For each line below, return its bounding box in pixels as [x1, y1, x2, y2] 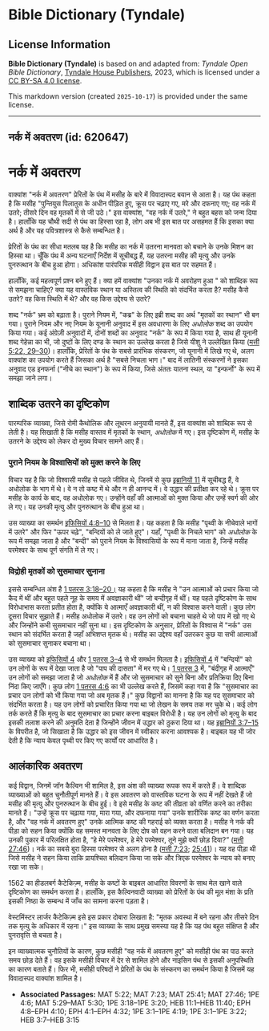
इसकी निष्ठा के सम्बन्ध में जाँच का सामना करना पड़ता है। [8, 896, 150, 906]
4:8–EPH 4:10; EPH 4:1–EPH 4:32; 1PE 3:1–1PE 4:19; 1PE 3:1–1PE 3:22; [19, 1006, 247, 1016]
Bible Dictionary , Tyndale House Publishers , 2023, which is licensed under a [8, 67, 260, 77]
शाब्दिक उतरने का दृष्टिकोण [8, 397, 110, 411]
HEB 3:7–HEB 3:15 [19, 1015, 80, 1025]
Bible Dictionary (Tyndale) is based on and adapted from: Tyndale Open [8, 59, 248, 68]
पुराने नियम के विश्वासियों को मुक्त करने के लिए [8, 457, 141, 469]
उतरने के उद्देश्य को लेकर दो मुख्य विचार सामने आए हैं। [8, 436, 144, 446]
